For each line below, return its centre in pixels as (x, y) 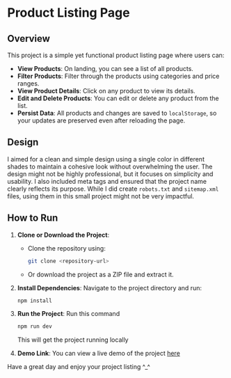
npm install (34, 301)
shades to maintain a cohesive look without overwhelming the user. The (110, 166)
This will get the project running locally (73, 340)
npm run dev (34, 326)
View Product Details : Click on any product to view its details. (106, 91)
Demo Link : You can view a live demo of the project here (99, 354)
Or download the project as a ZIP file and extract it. (101, 274)
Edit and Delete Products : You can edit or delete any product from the (118, 98)
